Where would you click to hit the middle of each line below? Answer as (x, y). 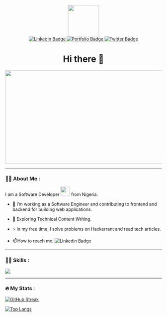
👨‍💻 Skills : (17, 260)
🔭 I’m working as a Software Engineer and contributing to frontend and (85, 204)
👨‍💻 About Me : (23, 178)
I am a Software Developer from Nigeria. (52, 194)
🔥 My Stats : (20, 289)
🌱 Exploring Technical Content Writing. (52, 219)
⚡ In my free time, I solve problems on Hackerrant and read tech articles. (87, 229)
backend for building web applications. (52, 209)
